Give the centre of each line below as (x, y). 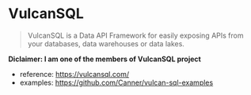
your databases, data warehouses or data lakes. (106, 43)
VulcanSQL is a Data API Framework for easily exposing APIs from (135, 35)
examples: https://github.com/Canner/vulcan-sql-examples (116, 82)
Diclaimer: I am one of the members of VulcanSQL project (105, 59)
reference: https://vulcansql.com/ (74, 74)
